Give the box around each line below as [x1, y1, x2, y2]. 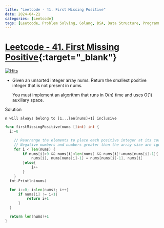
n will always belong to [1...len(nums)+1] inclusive [5, 116, 117, 121]
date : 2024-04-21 [5, 12, 41, 17]
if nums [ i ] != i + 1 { [18, 192, 58, 197]
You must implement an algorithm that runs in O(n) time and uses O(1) [12, 92, 153, 98]
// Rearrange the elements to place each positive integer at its [14, 138, 152, 142]
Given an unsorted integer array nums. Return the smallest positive [12, 77, 147, 83]
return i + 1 [26, 196, 49, 201]
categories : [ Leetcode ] [5, 16, 54, 21]
